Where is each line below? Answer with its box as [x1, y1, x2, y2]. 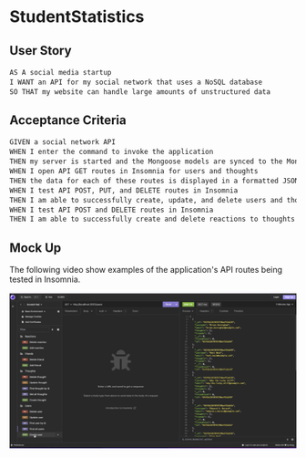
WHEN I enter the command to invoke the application [9, 148, 214, 157]
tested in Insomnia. [9, 274, 81, 285]
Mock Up [9, 240, 62, 255]
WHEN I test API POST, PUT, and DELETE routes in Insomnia [9, 185, 239, 195]
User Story [9, 43, 72, 58]
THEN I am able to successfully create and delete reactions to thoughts [9, 214, 296, 224]
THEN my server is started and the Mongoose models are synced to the [9, 157, 283, 166]
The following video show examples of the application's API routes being [9, 265, 283, 276]
